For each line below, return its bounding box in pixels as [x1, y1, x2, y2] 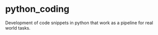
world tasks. [5, 25, 31, 31]
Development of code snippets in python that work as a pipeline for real [5, 20, 153, 26]
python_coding [5, 3, 70, 15]
